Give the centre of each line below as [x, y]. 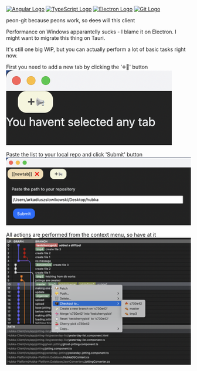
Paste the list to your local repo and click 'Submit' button [74, 154]
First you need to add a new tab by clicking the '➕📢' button [77, 67]
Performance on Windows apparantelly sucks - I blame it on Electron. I [91, 32]
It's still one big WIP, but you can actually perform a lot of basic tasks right [96, 49]
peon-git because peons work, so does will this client [71, 20]
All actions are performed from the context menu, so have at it [81, 235]
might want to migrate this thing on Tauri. [56, 38]
